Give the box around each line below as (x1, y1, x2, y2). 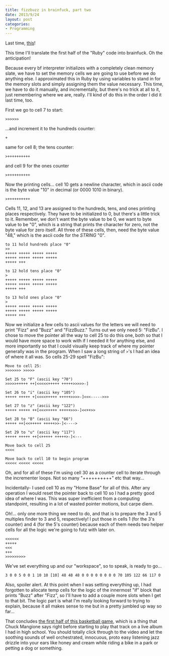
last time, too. (5, 97, 34, 104)
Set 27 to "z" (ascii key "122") (5, 403, 75, 409)
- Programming (5, 26, 35, 31)
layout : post (5, 17, 33, 22)
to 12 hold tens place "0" (5, 269, 62, 274)
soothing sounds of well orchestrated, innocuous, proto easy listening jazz (5, 634, 159, 640)
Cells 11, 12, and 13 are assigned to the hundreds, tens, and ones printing (5, 206, 156, 212)
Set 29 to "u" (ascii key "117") (5, 430, 75, 435)
